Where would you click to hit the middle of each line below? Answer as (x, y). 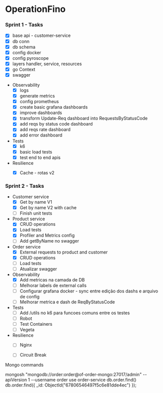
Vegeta (27, 330)
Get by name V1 (36, 202)
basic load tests (36, 152)
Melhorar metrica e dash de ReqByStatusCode (67, 302)
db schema (24, 47)
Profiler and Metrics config (47, 236)
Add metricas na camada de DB (52, 279)
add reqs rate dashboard (45, 130)
